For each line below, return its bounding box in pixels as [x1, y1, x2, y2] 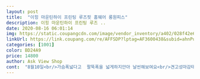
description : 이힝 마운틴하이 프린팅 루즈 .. [6, 20, 106, 26]
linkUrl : [6, 36, 28, 42]
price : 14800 [6, 53, 39, 59]
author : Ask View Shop [6, 58, 62, 64]
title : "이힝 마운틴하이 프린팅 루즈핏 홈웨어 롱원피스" [6, 14, 128, 20]
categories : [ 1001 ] [6, 42, 55, 48]
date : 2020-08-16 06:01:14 [6, 25, 73, 31]
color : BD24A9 [6, 48, 42, 53]
